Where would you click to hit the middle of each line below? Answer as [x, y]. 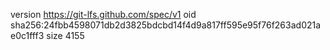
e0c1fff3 [27, 35]
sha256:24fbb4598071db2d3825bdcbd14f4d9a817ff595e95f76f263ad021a [166, 25]
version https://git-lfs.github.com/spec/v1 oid [103, 14]
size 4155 [65, 35]
